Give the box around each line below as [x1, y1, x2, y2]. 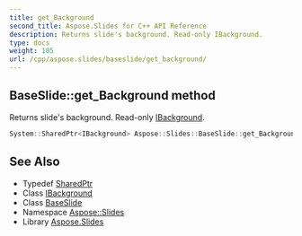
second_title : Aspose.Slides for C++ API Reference [9, 22, 207, 31]
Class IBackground [22, 188, 93, 198]
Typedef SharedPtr [22, 178, 93, 188]
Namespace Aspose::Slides [22, 206, 125, 217]
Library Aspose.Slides [22, 216, 104, 227]
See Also [9, 154, 60, 170]
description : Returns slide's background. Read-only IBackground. [9, 30, 263, 39]
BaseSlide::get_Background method [9, 88, 216, 103]
